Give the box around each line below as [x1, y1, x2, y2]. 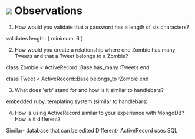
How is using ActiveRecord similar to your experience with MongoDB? [14, 109, 184, 116]
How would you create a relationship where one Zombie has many [14, 46, 176, 53]
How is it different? [14, 116, 61, 123]
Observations [14, 4, 82, 18]
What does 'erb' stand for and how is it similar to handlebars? [14, 86, 164, 93]
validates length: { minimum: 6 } [6, 35, 84, 42]
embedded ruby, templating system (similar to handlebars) [6, 98, 148, 105]
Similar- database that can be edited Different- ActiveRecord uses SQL [6, 127, 178, 134]
